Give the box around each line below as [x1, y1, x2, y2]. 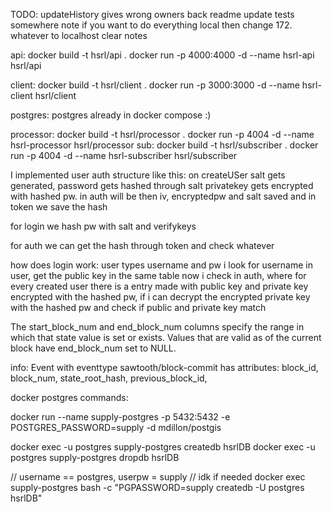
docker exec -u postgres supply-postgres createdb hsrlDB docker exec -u [10, 441, 316, 453]
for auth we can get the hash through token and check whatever [10, 240, 275, 251]
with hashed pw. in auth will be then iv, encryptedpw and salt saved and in [10, 190, 317, 202]
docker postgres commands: [10, 392, 129, 403]
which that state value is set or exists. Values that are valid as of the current [10, 332, 322, 343]
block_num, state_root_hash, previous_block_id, [10, 372, 208, 384]
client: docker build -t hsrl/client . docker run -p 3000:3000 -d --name [10, 79, 300, 91]
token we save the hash [10, 201, 108, 213]
